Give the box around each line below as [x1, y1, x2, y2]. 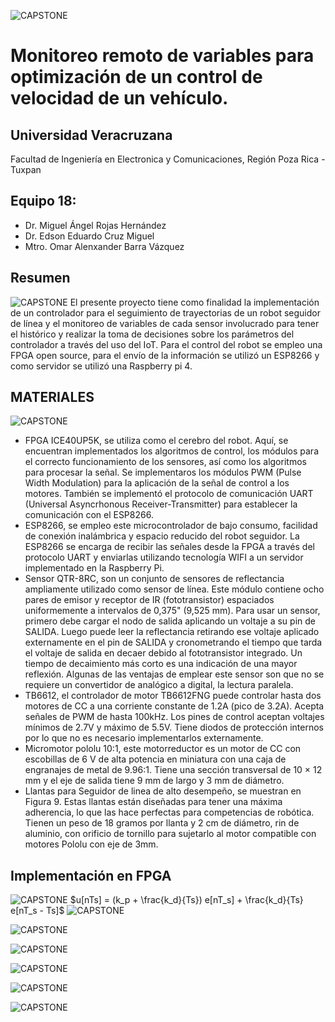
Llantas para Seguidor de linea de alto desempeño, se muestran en [24, 785, 302, 797]
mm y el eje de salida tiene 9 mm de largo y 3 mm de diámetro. [24, 775, 285, 787]
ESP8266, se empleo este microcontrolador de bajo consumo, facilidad [24, 520, 318, 532]
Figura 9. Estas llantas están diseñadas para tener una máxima [24, 796, 283, 808]
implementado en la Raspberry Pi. [24, 562, 165, 574]
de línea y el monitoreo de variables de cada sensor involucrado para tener [10, 317, 320, 329]
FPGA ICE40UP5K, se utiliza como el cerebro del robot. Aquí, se [24, 435, 289, 447]
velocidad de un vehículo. [10, 87, 229, 110]
